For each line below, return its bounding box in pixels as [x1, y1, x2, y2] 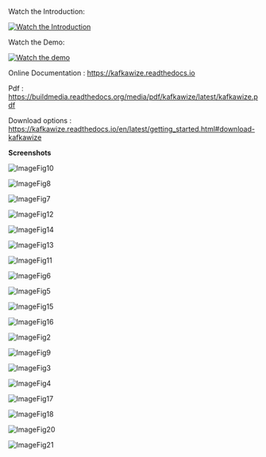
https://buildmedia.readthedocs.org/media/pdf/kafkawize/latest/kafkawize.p [8, 92, 258, 102]
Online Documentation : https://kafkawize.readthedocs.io [8, 68, 196, 78]
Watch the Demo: [8, 37, 65, 47]
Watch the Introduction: [8, 7, 86, 16]
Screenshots [8, 148, 52, 157]
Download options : [8, 116, 72, 125]
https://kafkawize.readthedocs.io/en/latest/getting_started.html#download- [8, 125, 256, 133]
